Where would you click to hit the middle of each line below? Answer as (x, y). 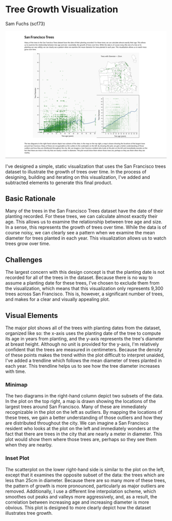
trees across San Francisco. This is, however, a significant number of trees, (84, 294)
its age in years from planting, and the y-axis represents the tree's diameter (85, 339)
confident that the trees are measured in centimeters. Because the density (84, 350)
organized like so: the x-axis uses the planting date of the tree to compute (83, 333)
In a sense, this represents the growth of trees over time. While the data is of (86, 227)
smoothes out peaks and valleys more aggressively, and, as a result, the (81, 496)
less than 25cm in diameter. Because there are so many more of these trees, (86, 480)
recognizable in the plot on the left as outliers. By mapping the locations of (84, 412)
